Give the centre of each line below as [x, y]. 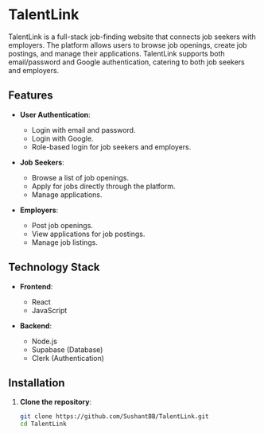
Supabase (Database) [67, 349]
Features [31, 96]
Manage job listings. [64, 242]
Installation [37, 383]
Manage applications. [67, 194]
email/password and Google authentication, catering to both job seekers [126, 62]
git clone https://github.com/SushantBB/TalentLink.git [114, 417]
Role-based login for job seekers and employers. [111, 147]
